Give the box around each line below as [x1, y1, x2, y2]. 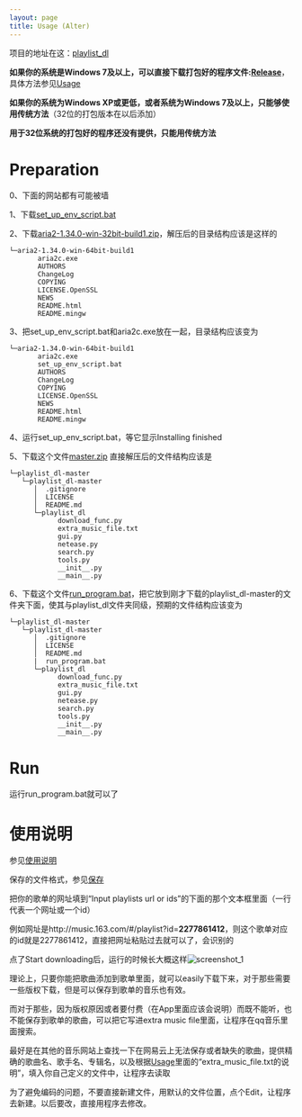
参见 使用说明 [9, 855, 57, 866]
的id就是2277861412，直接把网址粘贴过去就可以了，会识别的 [9, 935, 234, 946]
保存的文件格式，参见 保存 [9, 874, 104, 885]
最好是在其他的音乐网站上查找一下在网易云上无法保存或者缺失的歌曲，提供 [9, 1045, 285, 1056]
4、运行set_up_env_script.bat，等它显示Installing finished [9, 432, 223, 443]
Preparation [9, 159, 100, 180]
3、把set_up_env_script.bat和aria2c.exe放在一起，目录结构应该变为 [9, 326, 259, 338]
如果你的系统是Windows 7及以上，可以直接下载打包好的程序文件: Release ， [9, 67, 290, 77]
